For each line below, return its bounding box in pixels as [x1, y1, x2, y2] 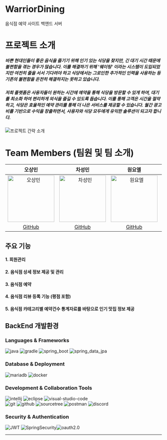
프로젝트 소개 [5, 40, 56, 51]
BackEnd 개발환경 [5, 322, 59, 330]
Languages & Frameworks [5, 337, 70, 344]
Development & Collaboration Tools [5, 384, 92, 391]
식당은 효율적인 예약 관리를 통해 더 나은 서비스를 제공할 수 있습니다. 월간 [15, 102, 153, 108]
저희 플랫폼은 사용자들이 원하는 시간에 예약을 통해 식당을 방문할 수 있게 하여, [5, 89, 150, 95]
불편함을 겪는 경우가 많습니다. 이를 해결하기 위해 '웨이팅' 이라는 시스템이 [5, 64, 143, 70]
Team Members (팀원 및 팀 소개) [5, 147, 134, 159]
